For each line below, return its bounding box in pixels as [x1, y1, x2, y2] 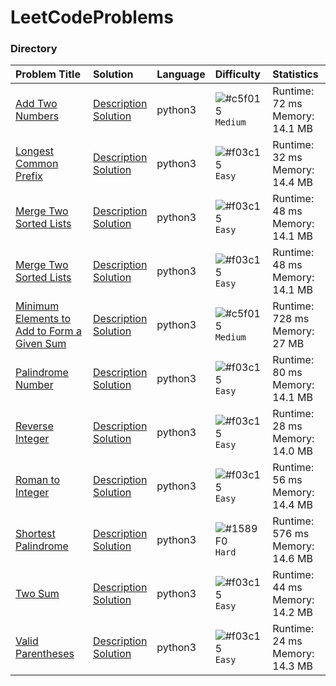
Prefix [15, 169, 43, 183]
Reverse [15, 419, 54, 433]
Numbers [15, 109, 60, 123]
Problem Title [15, 67, 81, 81]
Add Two [15, 97, 58, 111]
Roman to [15, 473, 61, 487]
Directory [10, 42, 58, 56]
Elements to [15, 312, 72, 326]
